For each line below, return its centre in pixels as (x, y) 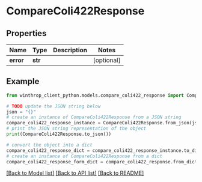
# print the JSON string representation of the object (76, 129)
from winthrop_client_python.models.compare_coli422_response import (95, 95)
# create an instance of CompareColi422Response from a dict (84, 156)
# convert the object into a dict (50, 145)
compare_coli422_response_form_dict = (55, 162)
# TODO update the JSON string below (54, 106)
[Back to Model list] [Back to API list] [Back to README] (75, 173)
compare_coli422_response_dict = (48, 150)
